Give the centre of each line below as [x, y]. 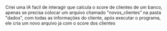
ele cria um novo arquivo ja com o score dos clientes [60, 23]
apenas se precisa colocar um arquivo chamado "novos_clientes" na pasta [83, 12]
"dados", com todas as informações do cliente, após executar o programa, [83, 18]
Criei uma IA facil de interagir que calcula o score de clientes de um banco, [84, 7]
